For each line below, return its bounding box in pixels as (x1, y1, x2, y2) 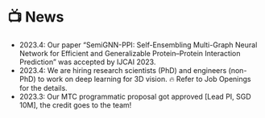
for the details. (19, 83, 68, 92)
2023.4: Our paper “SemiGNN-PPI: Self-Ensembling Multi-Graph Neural (19, 39, 258, 50)
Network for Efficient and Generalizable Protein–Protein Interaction (19, 48, 241, 58)
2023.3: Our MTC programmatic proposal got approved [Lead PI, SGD (19, 92, 251, 101)
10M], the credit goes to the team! (19, 100, 132, 110)
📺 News (7, 8, 64, 26)
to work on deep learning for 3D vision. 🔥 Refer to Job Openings (38, 74, 251, 83)
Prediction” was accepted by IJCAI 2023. (19, 57, 156, 67)
